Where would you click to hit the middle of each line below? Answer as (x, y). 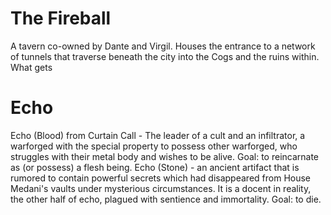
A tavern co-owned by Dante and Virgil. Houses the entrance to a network (163, 46)
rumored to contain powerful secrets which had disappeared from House (161, 178)
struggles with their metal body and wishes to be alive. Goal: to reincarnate (165, 156)
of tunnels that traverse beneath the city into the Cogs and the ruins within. (165, 56)
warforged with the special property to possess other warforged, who (154, 146)
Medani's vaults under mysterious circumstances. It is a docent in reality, (161, 188)
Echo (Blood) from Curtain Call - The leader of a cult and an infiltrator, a (158, 135)
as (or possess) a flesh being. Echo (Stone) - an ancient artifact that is (155, 167)
